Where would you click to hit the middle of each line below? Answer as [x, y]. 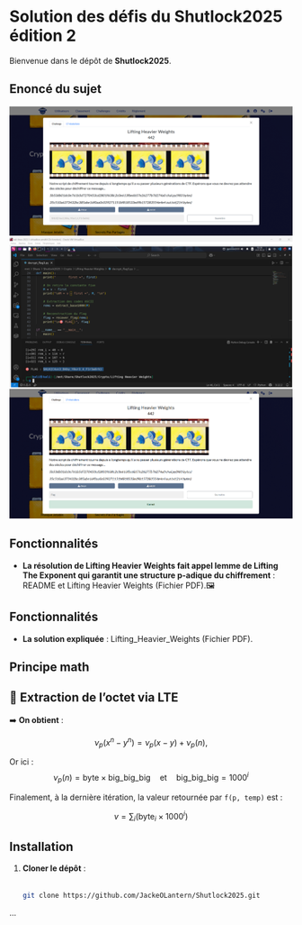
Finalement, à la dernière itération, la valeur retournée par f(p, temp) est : [146, 797]
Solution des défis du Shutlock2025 [146, 17]
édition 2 [43, 36]
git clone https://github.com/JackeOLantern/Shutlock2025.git [141, 895]
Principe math [49, 667]
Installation [41, 846]
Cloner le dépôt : [54, 868]
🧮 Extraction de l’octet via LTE [94, 697]
